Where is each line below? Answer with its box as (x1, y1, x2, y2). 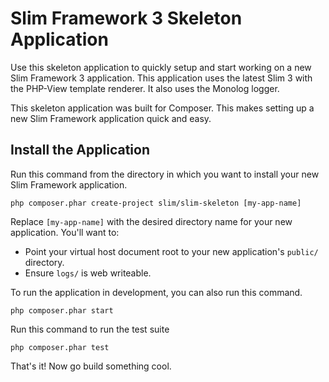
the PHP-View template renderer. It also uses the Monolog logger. (10, 82, 280, 94)
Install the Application (10, 142, 150, 159)
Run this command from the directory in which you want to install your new (10, 168, 320, 180)
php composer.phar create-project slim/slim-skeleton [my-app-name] (10, 198, 302, 208)
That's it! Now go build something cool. (10, 360, 172, 372)
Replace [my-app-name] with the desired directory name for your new (10, 215, 293, 227)
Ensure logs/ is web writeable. (24, 267, 152, 279)
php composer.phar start (10, 305, 114, 316)
